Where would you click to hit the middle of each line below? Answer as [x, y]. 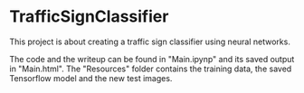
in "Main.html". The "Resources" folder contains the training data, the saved [151, 69]
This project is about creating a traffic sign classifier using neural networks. [150, 42]
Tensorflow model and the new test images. [91, 78]
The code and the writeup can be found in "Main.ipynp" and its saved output [152, 59]
